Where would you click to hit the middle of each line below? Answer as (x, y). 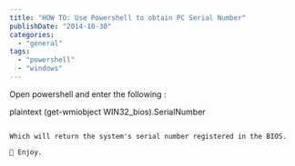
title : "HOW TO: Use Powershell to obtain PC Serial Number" (128, 18)
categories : (32, 34)
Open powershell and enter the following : (88, 94)
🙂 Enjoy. (26, 152)
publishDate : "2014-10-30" (61, 26)
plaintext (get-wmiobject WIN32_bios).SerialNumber (108, 112)
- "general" (41, 43)
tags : (20, 52)
